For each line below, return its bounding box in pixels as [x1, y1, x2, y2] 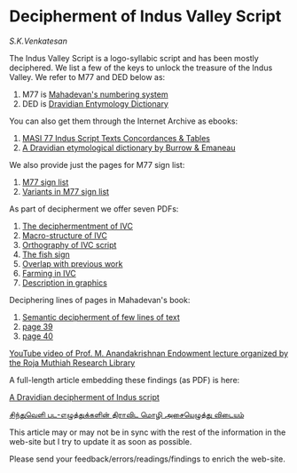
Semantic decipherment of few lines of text [21, 311, 180, 322]
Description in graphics [21, 277, 108, 288]
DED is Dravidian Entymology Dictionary [21, 98, 168, 108]
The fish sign [21, 249, 71, 260]
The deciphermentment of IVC [21, 220, 134, 231]
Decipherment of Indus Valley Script [9, 6, 282, 27]
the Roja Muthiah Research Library [9, 357, 136, 368]
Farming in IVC [21, 268, 77, 278]
